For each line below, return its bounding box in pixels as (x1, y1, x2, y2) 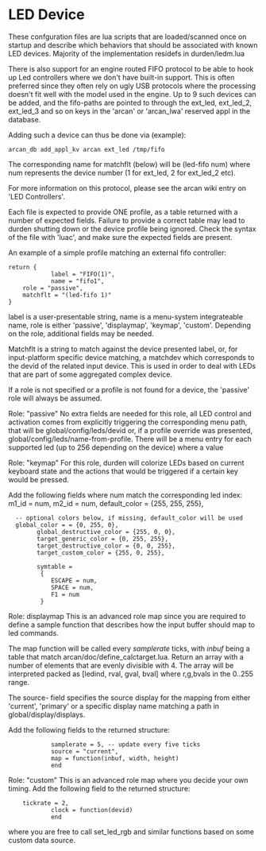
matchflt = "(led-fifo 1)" (22, 291, 112, 299)
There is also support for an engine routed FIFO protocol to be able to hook (8, 64, 254, 73)
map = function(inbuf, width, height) (50, 754, 179, 762)
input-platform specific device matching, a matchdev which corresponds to (8, 352, 255, 362)
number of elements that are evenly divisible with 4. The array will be (8, 660, 234, 670)
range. (8, 677, 30, 687)
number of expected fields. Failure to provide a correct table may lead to (8, 215, 245, 225)
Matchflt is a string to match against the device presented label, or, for (8, 344, 238, 354)
